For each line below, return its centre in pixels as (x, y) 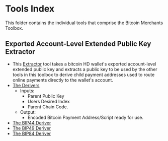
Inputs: (27, 91)
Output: (28, 112)
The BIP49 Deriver (32, 128)
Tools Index (30, 9)
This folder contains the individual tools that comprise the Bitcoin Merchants (84, 23)
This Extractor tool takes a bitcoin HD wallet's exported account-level (84, 64)
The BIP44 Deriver (32, 123)
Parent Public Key (46, 96)
